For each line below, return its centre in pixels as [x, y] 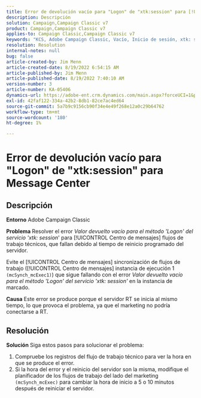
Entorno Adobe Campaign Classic [48, 220]
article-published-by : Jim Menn [46, 73]
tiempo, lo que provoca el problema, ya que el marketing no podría [88, 305]
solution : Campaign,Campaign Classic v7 [57, 23]
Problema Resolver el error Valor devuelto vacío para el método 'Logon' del [100, 232]
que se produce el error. [45, 363]
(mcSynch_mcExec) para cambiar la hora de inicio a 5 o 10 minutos [95, 382]
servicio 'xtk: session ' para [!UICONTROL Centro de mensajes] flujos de [95, 238]
